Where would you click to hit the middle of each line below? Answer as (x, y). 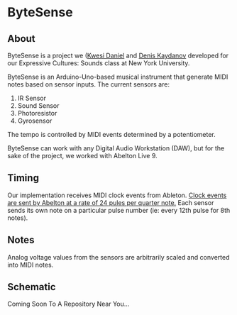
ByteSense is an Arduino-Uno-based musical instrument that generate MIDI (118, 77)
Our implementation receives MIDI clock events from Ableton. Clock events (117, 195)
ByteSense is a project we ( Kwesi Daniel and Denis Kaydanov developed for (118, 55)
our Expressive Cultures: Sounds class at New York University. (99, 63)
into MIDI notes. (31, 265)
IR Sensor (32, 98)
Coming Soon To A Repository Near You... (68, 304)
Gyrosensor (35, 121)
